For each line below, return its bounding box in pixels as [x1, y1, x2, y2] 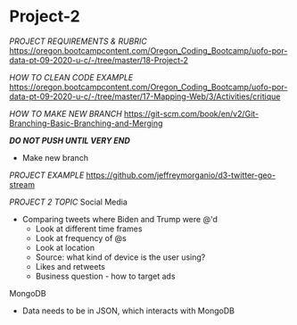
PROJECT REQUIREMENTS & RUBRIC [9, 36, 147, 46]
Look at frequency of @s [35, 232, 127, 243]
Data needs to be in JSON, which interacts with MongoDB [21, 305, 235, 316]
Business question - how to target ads [35, 271, 176, 281]
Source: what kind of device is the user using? [35, 252, 206, 262]
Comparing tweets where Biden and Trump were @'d [21, 213, 219, 224]
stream [9, 179, 36, 189]
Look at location [35, 242, 95, 253]
